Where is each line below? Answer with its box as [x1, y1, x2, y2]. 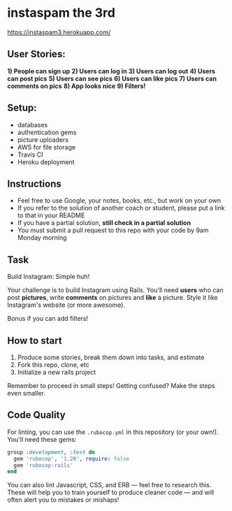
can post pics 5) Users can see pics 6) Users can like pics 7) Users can [7, 74, 217, 82]
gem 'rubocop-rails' [13, 461, 73, 469]
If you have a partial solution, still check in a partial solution [17, 219, 191, 227]
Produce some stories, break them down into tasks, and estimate [17, 353, 205, 361]
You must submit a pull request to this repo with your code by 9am [17, 226, 209, 235]
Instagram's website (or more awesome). [7, 301, 126, 309]
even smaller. [7, 389, 45, 397]
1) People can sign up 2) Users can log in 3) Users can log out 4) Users [7, 66, 215, 75]
